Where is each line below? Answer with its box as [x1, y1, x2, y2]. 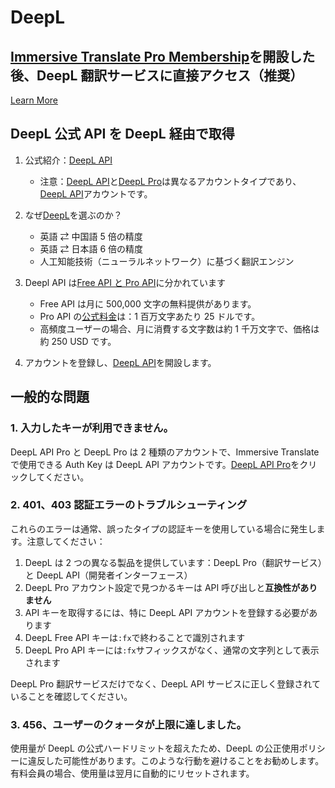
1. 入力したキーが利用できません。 [10, 421, 174, 435]
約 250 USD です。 [39, 335, 117, 347]
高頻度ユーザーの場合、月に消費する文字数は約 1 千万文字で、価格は [39, 322, 320, 335]
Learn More [10, 94, 59, 106]
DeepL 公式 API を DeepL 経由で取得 [10, 126, 235, 143]
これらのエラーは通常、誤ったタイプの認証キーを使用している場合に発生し [10, 522, 317, 535]
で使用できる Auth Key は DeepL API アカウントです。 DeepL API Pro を [10, 458, 300, 470]
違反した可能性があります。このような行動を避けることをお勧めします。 [27, 755, 325, 767]
